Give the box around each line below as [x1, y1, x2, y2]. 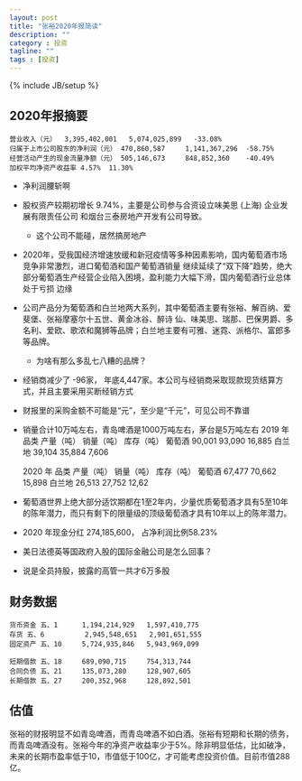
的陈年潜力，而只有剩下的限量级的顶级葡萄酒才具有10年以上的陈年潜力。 [22, 507, 292, 518]
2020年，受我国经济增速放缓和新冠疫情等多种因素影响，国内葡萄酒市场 [22, 249, 288, 260]
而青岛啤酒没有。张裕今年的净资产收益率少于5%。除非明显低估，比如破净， [9, 739, 291, 750]
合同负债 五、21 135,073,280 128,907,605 [9, 666, 191, 675]
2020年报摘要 [9, 108, 88, 124]
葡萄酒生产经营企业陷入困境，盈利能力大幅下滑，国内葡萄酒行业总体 [38, 272, 291, 283]
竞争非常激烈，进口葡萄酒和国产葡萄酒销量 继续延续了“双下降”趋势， [22, 260, 278, 271]
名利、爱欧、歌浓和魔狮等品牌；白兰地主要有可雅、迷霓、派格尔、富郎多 [22, 324, 291, 335]
